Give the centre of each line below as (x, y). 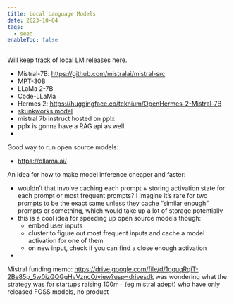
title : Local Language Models (52, 14)
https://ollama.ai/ (42, 161)
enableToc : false (33, 40)
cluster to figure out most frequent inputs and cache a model (116, 233)
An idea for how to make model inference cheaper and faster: (97, 175)
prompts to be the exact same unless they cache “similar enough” (113, 203)
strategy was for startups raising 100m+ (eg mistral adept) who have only (114, 284)
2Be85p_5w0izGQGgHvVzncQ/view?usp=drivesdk (81, 277)
